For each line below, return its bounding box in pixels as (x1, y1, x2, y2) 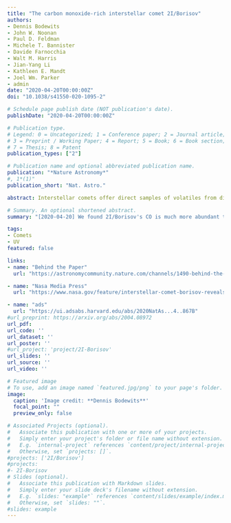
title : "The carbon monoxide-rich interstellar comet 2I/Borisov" (7, 10, 201, 17)
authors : (7, 17, 32, 23)
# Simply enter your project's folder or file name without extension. (7, 435, 223, 442)
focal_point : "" (13, 404, 60, 411)
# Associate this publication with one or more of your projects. (7, 429, 208, 435)
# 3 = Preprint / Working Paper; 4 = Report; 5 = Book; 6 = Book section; (7, 137, 226, 145)
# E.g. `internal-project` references (7, 442, 125, 449)
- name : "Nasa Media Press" (7, 283, 88, 289)
